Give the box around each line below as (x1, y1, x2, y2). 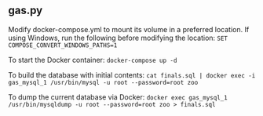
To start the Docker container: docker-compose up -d (8, 55, 177, 64)
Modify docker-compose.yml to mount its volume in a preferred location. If (8, 24, 250, 34)
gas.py (8, 4, 43, 17)
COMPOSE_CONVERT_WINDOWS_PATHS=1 (8, 41, 118, 49)
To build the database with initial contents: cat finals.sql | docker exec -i (8, 70, 256, 79)
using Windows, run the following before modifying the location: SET (8, 33, 228, 42)
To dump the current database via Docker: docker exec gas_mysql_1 (8, 92, 228, 102)
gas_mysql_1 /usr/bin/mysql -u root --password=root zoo (8, 78, 199, 86)
